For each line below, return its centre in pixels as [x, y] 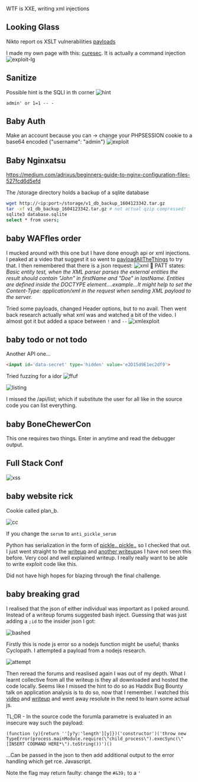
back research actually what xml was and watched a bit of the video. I [91, 314]
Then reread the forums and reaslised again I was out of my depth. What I [96, 673]
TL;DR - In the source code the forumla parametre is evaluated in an [89, 716]
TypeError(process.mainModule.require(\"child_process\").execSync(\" [95, 739]
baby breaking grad [43, 594]
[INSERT [16, 744]
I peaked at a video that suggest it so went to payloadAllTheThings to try [94, 259]
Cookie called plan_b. [33, 510]
